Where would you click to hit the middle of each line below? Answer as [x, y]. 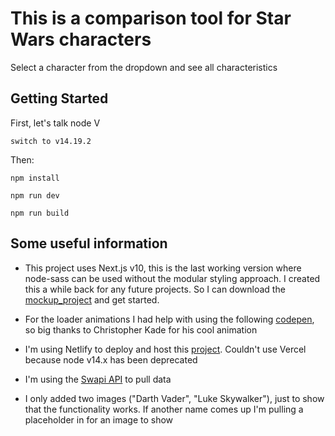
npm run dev [35, 195]
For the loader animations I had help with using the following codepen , [169, 319]
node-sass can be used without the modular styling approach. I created [172, 278]
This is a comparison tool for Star [151, 18]
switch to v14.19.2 [51, 141]
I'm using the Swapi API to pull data [98, 379]
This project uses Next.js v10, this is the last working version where [163, 268]
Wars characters [81, 39]
